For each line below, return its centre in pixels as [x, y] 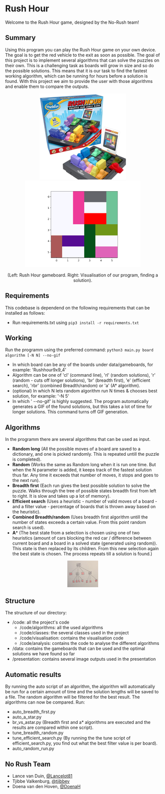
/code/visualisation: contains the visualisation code [71, 638]
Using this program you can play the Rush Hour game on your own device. [81, 49]
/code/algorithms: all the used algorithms [61, 628]
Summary [20, 38]
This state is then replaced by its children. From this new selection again [85, 549]
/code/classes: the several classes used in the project [74, 633]
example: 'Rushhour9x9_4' [39, 370]
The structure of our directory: [36, 613]
